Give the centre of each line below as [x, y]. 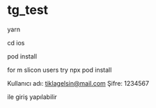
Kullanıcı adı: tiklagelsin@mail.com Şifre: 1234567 [78, 83]
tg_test [28, 10]
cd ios [16, 43]
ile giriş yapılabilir [32, 97]
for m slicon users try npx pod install [60, 70]
